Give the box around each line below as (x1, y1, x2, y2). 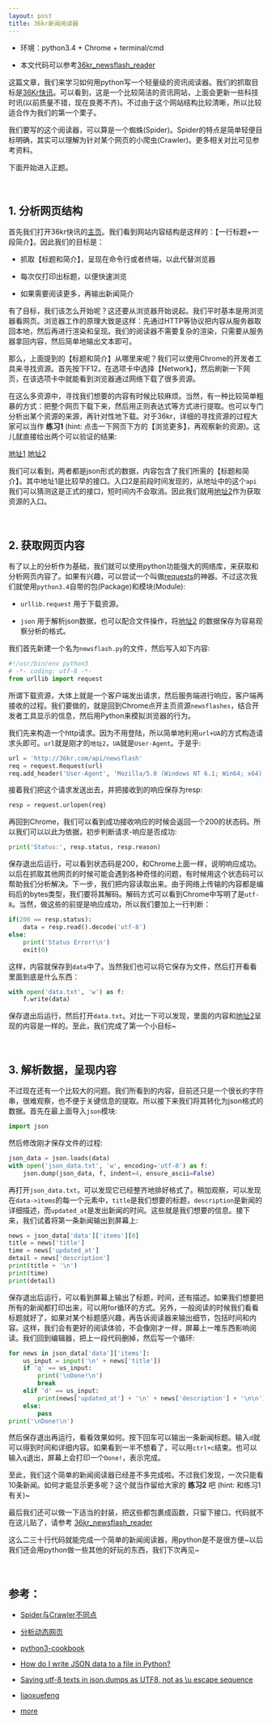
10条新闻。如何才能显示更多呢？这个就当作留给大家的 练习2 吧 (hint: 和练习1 (8, 1481, 261, 1490)
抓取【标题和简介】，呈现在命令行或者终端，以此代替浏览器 (19, 255, 216, 264)
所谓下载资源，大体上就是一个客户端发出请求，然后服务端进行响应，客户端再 (8, 690, 264, 700)
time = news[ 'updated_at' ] (8, 1246, 100, 1255)
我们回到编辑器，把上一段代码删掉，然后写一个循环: (22, 1333, 196, 1343)
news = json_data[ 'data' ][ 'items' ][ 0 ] (8, 1232, 139, 1240)
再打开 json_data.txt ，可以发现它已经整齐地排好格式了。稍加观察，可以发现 (8, 1185, 261, 1194)
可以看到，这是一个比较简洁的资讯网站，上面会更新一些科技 (60, 87, 259, 97)
